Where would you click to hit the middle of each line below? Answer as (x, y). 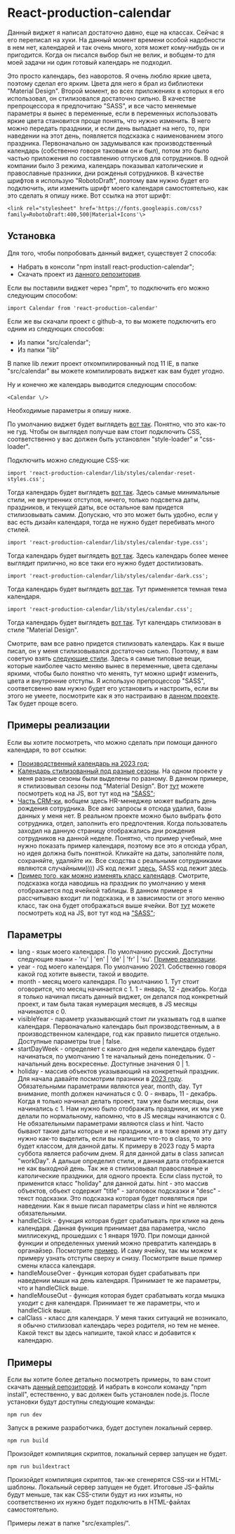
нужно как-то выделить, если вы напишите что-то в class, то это (114, 1139)
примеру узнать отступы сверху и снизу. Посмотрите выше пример (120, 1258)
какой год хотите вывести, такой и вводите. (83, 974)
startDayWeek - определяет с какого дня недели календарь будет (116, 1049)
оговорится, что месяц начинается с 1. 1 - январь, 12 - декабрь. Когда (122, 989)
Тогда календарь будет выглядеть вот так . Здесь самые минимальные (114, 492)
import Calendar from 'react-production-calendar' (83, 308)
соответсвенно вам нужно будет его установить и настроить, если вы (113, 688)
